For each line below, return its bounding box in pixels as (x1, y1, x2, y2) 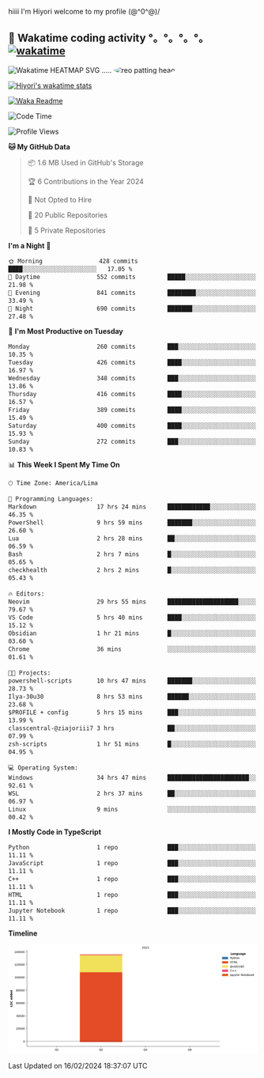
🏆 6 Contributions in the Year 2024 (27, 176, 144, 186)
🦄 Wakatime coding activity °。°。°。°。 (8, 32, 209, 45)
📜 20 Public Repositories (27, 210, 108, 220)
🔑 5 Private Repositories (27, 225, 107, 235)
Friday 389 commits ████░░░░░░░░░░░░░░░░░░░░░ (8, 406, 257, 414)
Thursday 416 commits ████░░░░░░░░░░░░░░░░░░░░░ (8, 390, 257, 398)
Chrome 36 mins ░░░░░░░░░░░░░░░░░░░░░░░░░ (8, 645, 257, 653)
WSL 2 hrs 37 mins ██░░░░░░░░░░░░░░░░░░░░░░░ (8, 789, 257, 797)
